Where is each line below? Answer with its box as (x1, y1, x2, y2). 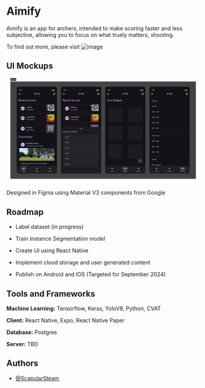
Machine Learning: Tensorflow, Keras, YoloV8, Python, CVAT (6, 305, 161, 312)
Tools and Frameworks (6, 289, 96, 299)
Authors (6, 358, 39, 369)
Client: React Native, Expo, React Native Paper (6, 317, 125, 324)
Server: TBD (6, 341, 39, 348)
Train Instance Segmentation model (15, 235, 106, 243)
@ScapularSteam (15, 374, 60, 382)
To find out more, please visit (6, 43, 80, 50)
